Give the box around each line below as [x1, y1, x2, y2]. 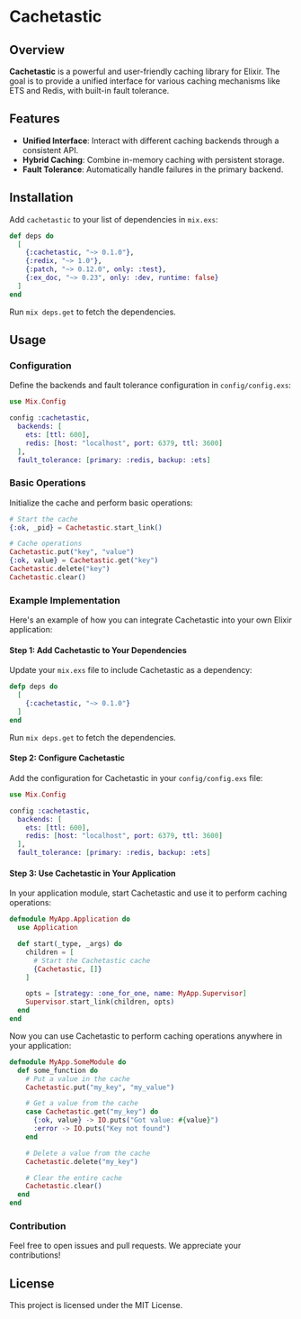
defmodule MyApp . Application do [9, 914, 130, 924]
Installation [9, 190, 74, 205]
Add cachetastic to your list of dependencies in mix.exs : [9, 214, 218, 224]
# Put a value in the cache [25, 1074, 130, 1083]
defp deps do [9, 682, 58, 691]
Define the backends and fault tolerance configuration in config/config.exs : [9, 380, 292, 391]
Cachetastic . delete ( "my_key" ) [25, 1157, 139, 1166]
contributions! [9, 1250, 61, 1260]
